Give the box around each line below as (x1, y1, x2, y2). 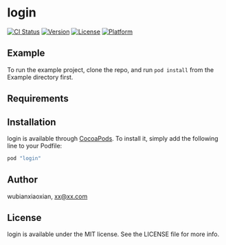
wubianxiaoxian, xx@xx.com (7, 192, 88, 200)
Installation (7, 116, 56, 128)
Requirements (7, 93, 69, 104)
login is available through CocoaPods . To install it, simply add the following (7, 134, 218, 142)
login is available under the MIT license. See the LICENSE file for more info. (7, 230, 220, 238)
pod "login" (7, 154, 41, 162)
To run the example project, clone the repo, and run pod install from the (7, 65, 214, 73)
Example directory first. (7, 73, 74, 81)
